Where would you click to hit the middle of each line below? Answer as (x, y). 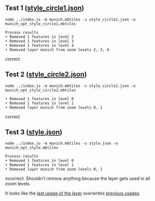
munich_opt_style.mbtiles (32, 148)
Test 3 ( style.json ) (34, 132)
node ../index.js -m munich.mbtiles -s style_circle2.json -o (70, 86)
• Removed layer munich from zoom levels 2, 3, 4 (57, 50)
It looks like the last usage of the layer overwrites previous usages (72, 193)
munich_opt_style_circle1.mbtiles (41, 24)
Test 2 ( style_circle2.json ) (46, 74)
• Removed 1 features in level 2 (39, 37)
